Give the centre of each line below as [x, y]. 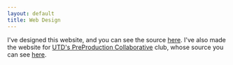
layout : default [31, 13]
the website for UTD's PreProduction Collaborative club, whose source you [115, 47]
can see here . [27, 54]
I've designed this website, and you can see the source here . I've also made [116, 39]
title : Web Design [34, 20]
